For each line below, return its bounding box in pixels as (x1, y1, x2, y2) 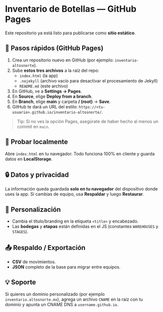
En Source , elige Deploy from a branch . (12, 93, 92, 99)
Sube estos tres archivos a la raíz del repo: (12, 67, 99, 73)
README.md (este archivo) (19, 83, 68, 89)
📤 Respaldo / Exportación (5, 243, 86, 252)
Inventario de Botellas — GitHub (5, 3, 137, 15)
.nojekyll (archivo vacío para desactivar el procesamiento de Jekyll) (19, 78, 158, 83)
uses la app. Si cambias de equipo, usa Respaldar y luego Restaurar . (5, 191, 145, 197)
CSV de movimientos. (12, 259, 56, 265)
